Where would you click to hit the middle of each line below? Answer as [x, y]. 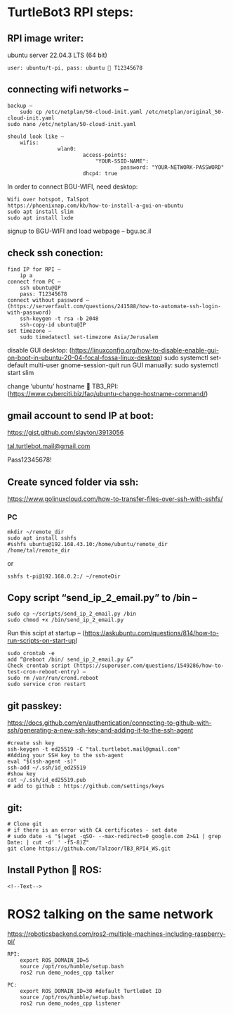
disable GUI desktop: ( [40, 350]
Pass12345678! [29, 460]
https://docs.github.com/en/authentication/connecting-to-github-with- [109, 723]
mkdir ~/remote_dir [36, 532]
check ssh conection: [55, 253]
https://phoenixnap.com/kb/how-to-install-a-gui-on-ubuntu [95, 205]
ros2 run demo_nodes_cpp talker [67, 972]
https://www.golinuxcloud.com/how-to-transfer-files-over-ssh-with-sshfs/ [115, 499]
